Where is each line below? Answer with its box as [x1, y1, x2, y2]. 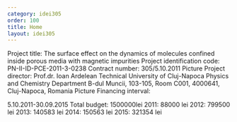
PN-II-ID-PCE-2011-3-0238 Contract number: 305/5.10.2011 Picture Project [7, 64, 225, 73]
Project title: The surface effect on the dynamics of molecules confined [7, 49, 215, 58]
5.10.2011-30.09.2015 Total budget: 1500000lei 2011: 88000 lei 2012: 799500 [7, 100, 231, 109]
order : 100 [7, 17, 40, 24]
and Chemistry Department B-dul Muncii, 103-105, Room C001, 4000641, [7, 79, 221, 88]
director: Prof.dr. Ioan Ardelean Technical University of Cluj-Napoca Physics [7, 72, 229, 80]
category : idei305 [7, 10, 62, 18]
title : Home [7, 23, 42, 30]
